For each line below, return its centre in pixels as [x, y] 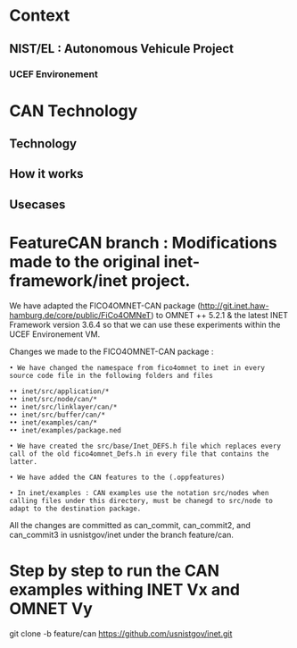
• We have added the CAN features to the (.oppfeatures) [117, 477]
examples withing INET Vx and [125, 589]
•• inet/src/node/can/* [54, 399]
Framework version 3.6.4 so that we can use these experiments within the [145, 324]
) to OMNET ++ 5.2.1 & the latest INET [219, 315]
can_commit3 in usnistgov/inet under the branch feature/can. [122, 534]
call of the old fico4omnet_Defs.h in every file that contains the [139, 454]
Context [40, 16]
